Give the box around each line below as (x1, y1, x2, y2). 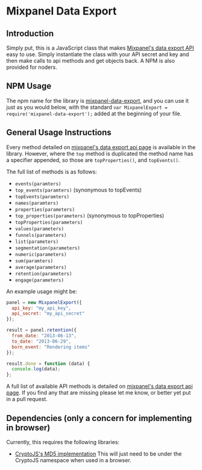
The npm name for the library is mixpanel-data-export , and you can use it (6, 97, 189, 104)
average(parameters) (14, 264, 67, 270)
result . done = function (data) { (6, 361, 90, 367)
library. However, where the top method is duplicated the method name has (6, 150, 194, 157)
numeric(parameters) (14, 251, 67, 257)
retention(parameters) (14, 271, 72, 277)
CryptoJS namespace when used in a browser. (14, 456, 131, 463)
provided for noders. (6, 63, 57, 71)
